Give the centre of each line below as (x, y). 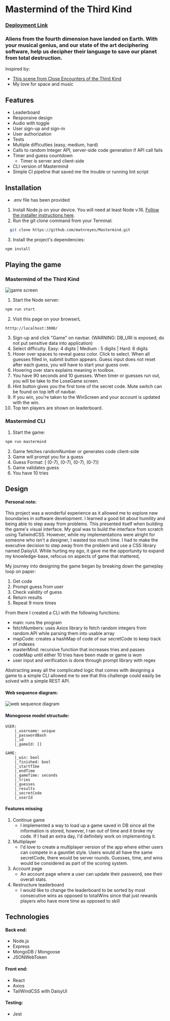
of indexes (24, 644)
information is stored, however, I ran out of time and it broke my (87, 831)
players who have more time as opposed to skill (70, 901)
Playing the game (33, 265)
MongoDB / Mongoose (36, 952)
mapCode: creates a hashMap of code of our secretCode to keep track (87, 639)
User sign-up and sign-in (39, 129)
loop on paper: (21, 571)
